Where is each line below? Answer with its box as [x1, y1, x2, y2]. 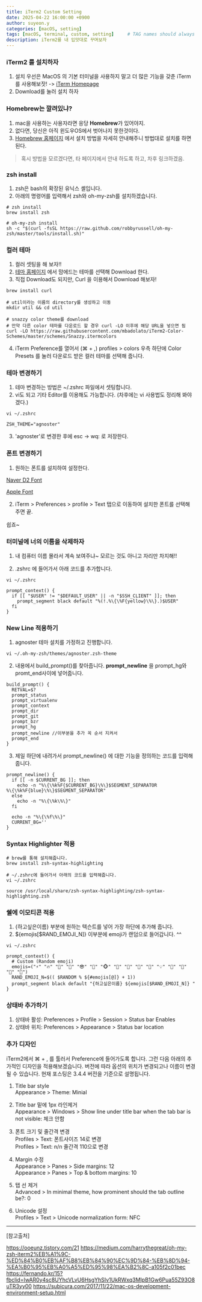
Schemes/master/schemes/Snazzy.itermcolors [6, 333, 117, 340]
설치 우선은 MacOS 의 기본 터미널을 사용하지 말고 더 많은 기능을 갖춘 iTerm [14, 73, 191, 80]
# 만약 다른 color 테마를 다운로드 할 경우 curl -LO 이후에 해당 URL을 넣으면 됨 [6, 323, 186, 329]
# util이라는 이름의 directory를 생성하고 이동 [6, 299, 111, 305]
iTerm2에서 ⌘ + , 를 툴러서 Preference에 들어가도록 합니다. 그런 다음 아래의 [6, 1055, 186, 1062]
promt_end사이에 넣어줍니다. [14, 669, 84, 677]
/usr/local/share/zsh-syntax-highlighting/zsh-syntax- [25, 888, 165, 894]
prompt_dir [11, 708, 39, 714]
